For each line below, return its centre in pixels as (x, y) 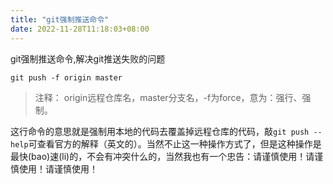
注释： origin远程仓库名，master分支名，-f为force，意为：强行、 (168, 97)
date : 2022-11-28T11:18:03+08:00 (80, 29)
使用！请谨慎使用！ (58, 168)
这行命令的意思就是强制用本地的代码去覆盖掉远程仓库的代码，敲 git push (160, 131)
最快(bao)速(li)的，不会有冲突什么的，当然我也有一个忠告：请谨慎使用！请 (162, 156)
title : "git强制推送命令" (60, 19)
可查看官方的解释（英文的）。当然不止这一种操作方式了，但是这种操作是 (175, 143)
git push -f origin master (66, 77)
